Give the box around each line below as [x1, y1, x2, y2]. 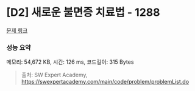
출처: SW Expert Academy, [21, 71, 88, 79]
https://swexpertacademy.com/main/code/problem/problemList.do [21, 78, 190, 86]
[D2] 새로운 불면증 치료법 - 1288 [6, 5, 160, 19]
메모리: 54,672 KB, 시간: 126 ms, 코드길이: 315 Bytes [6, 58, 134, 66]
